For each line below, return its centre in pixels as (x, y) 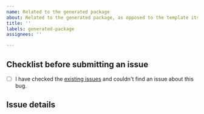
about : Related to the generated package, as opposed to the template (97, 18)
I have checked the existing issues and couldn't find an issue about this (104, 79)
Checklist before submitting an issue (77, 64)
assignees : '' (24, 35)
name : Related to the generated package (58, 12)
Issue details (31, 105)
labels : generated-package (40, 29)
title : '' (19, 23)
